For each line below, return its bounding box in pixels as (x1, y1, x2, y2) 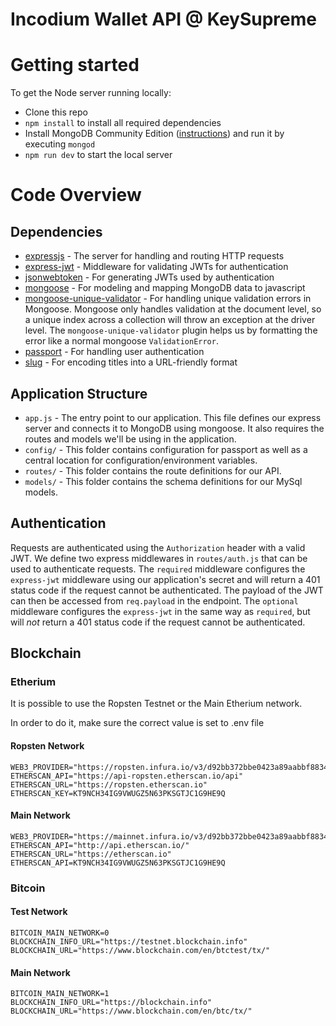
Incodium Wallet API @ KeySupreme (10, 8, 317, 31)
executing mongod (24, 138, 96, 150)
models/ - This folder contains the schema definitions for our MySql (24, 475, 303, 487)
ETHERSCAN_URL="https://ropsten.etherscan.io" (10, 779, 208, 790)
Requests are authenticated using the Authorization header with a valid (10, 541, 306, 553)
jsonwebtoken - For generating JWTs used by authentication (24, 271, 275, 283)
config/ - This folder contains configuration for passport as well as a (24, 443, 308, 455)
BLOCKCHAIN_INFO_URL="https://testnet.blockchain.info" (10, 936, 248, 947)
